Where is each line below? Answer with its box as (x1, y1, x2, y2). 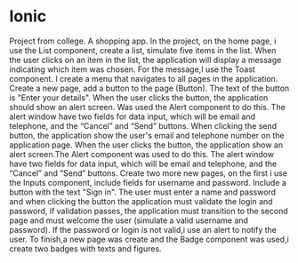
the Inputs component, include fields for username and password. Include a (9, 177, 287, 187)
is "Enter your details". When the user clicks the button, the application (9, 92, 269, 103)
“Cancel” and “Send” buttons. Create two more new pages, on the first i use (9, 167, 287, 179)
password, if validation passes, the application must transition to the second (9, 205, 288, 216)
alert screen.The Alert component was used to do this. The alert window (9, 148, 274, 159)
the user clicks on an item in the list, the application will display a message (9, 54, 282, 65)
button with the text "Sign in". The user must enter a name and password (9, 187, 277, 197)
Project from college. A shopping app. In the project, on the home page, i (9, 36, 277, 46)
